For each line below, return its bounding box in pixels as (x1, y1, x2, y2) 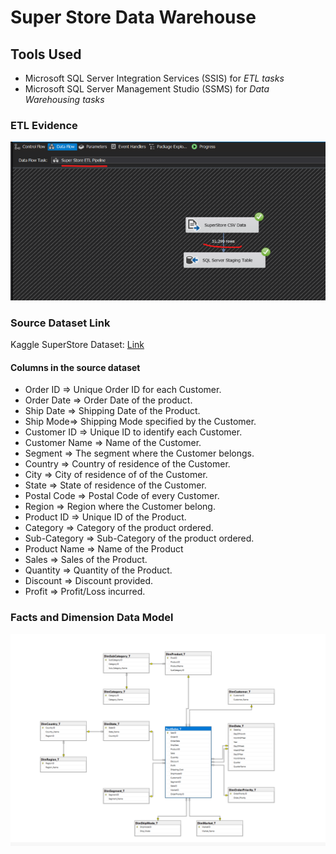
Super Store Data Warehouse (10, 6, 257, 29)
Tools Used (10, 46, 82, 63)
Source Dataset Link (10, 316, 111, 330)
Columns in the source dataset (10, 361, 141, 373)
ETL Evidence (10, 118, 78, 132)
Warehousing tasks (24, 94, 105, 105)
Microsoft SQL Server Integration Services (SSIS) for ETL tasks (24, 72, 285, 84)
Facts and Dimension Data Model (10, 611, 174, 625)
